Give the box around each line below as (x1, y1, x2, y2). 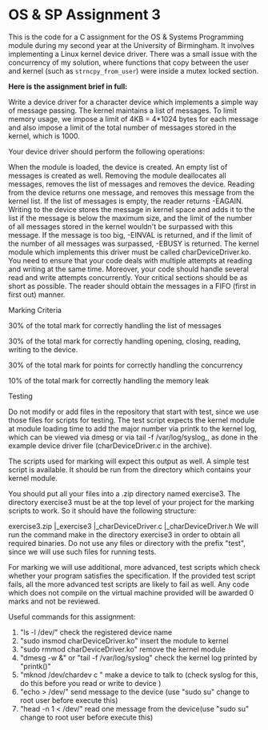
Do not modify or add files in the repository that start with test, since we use (8, 407, 259, 416)
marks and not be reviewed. (8, 596, 101, 606)
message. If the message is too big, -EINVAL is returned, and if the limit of (8, 230, 253, 239)
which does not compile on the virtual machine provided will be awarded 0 (8, 588, 254, 597)
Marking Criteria (8, 305, 62, 315)
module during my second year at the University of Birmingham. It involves (8, 40, 254, 50)
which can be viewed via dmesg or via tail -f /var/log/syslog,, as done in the (8, 432, 258, 442)
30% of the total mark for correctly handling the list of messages (8, 320, 222, 330)
